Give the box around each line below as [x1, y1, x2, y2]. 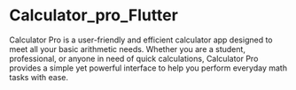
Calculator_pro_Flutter [9, 5, 179, 26]
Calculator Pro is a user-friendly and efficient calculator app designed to [9, 34, 273, 45]
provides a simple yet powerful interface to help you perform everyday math [9, 63, 288, 73]
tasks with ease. [9, 71, 69, 82]
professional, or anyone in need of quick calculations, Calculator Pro [9, 53, 259, 64]
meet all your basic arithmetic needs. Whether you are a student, [9, 43, 246, 54]
